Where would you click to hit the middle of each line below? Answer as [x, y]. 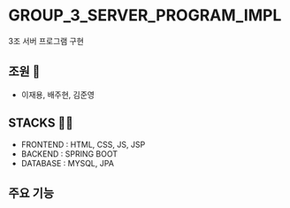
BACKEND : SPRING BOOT [69, 154]
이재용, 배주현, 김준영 [57, 95]
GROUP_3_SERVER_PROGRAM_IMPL [145, 15]
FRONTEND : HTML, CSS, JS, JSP [83, 144]
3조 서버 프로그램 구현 [46, 41]
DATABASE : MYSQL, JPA [67, 163]
